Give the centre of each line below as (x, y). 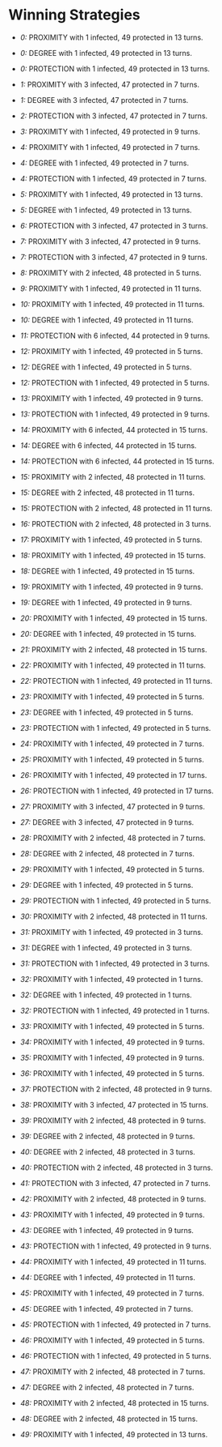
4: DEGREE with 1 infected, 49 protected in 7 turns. (105, 163)
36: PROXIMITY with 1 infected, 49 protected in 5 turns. (112, 1073)
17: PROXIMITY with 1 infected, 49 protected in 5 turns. (111, 540)
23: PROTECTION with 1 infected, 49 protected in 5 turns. (115, 728)
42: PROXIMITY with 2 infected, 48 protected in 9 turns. (113, 1199)
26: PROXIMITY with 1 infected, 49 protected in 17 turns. (113, 775)
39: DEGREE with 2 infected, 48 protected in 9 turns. (107, 1136)
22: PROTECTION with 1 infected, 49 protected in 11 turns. (116, 681)
